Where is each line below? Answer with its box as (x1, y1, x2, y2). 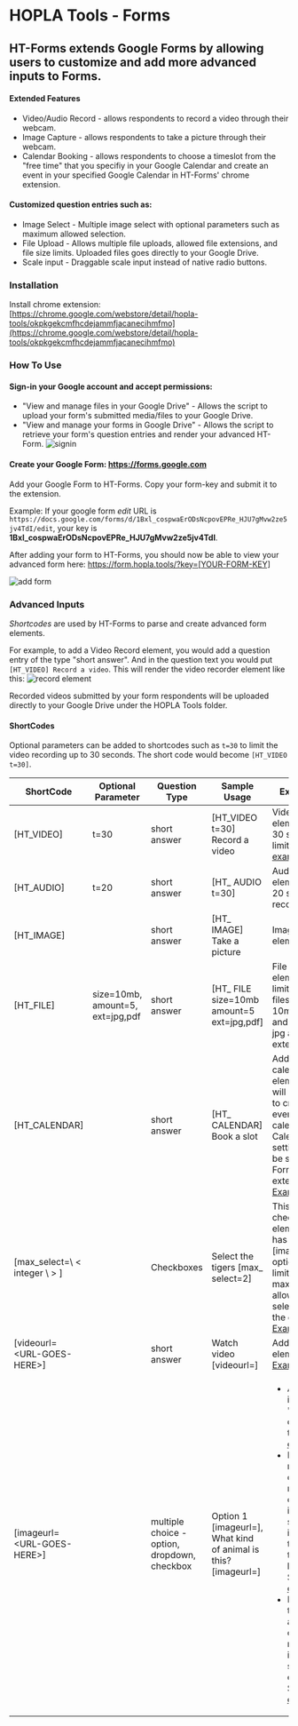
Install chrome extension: (9, 299, 101, 310)
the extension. (9, 488, 62, 498)
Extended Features (9, 93, 81, 104)
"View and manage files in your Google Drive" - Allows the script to (21, 401, 268, 411)
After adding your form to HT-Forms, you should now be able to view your (9, 549, 279, 560)
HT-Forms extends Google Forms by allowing (9, 41, 264, 56)
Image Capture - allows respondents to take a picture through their (21, 131, 267, 142)
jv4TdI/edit (9, 524, 53, 533)
